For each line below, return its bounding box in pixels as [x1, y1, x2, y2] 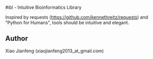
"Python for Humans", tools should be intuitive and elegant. [5, 20, 130, 25]
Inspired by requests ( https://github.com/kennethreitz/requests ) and [5, 14, 148, 20]
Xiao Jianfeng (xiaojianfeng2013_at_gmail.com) [5, 48, 104, 54]
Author [5, 34, 28, 43]
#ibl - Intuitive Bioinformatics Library [5, 5, 82, 10]
